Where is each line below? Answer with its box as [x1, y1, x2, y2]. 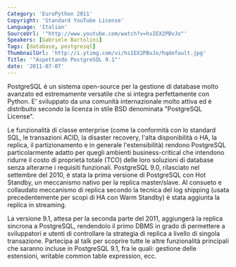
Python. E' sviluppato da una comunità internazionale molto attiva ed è [7, 97, 212, 106]
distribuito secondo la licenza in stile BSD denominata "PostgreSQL [7, 104, 203, 113]
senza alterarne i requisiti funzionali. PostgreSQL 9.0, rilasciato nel [7, 163, 200, 171]
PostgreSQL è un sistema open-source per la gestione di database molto [7, 82, 218, 90]
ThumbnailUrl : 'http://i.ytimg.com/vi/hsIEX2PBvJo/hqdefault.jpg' [7, 50, 206, 57]
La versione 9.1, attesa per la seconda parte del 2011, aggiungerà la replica [7, 214, 223, 223]
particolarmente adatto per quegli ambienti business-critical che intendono [7, 148, 225, 156]
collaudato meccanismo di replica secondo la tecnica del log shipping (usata [7, 185, 230, 194]
